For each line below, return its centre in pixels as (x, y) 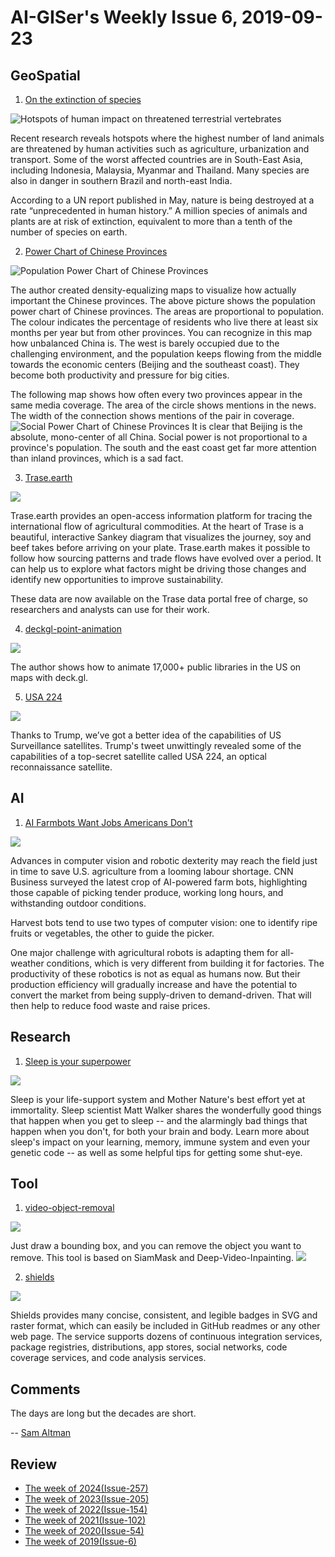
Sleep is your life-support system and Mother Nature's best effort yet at (158, 1099)
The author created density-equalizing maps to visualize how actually (153, 290)
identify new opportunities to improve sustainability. (117, 579)
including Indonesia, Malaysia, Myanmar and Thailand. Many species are (160, 170)
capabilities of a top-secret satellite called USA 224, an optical (139, 756)
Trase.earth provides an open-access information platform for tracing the (161, 515)
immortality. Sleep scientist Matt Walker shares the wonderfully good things (166, 1110)
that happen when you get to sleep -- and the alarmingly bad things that (159, 1120)
